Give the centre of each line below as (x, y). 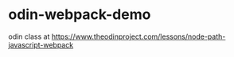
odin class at (29, 36)
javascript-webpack (41, 44)
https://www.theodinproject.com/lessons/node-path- (138, 36)
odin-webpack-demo (80, 15)
